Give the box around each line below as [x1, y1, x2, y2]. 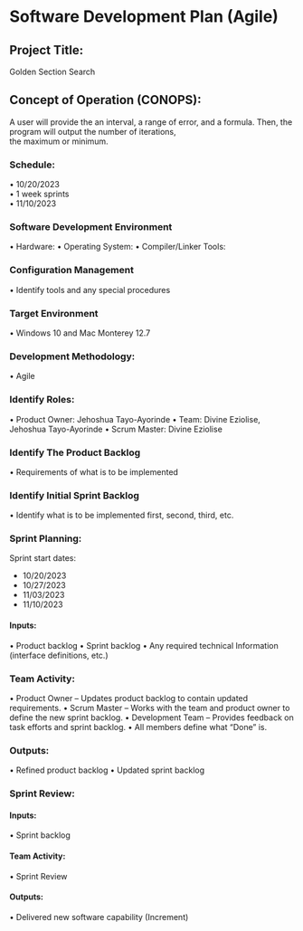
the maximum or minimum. [9, 136, 109, 147]
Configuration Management [9, 264, 134, 277]
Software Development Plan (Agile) [9, 6, 279, 27]
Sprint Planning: [9, 532, 82, 545]
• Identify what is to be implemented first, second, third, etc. [9, 509, 234, 521]
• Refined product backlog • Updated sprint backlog [9, 765, 205, 775]
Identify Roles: [9, 394, 75, 406]
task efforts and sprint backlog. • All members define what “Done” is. [9, 721, 268, 732]
